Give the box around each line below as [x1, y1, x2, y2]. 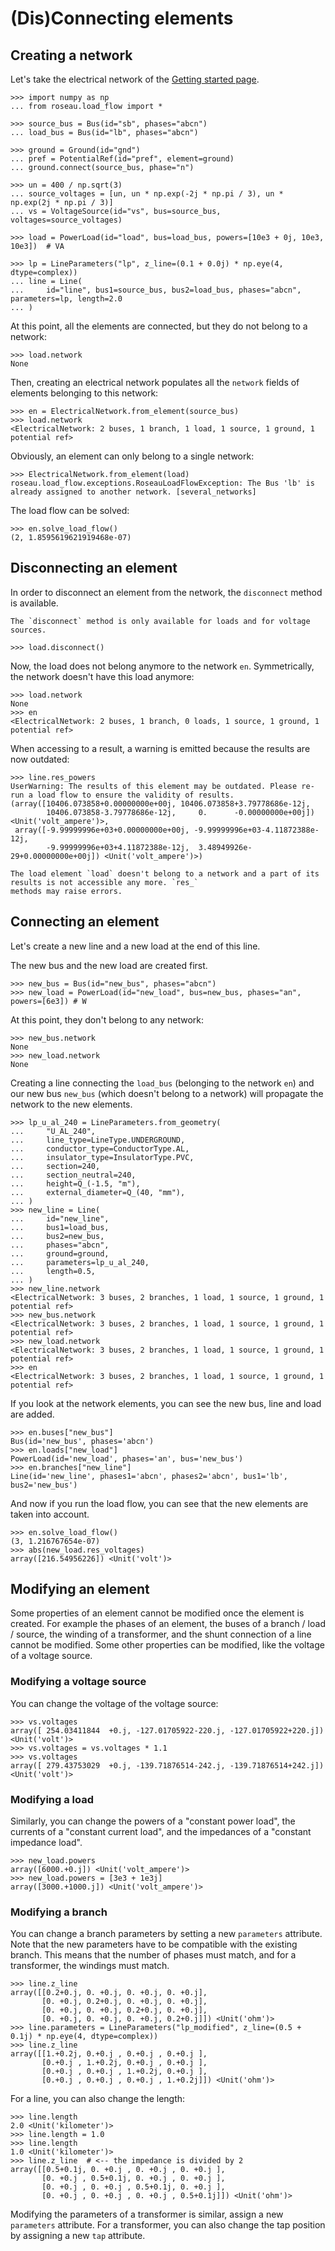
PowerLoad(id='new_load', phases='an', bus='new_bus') [10, 1453, 244, 1464]
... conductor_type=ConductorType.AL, [10, 1143, 190, 1154]
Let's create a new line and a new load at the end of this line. [10, 940, 261, 952]
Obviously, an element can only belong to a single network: [10, 450, 255, 462]
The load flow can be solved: [10, 505, 130, 516]
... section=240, [10, 1161, 101, 1171]
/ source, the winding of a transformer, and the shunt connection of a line [10, 1628, 312, 1641]
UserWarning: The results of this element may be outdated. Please [10, 781, 298, 791]
